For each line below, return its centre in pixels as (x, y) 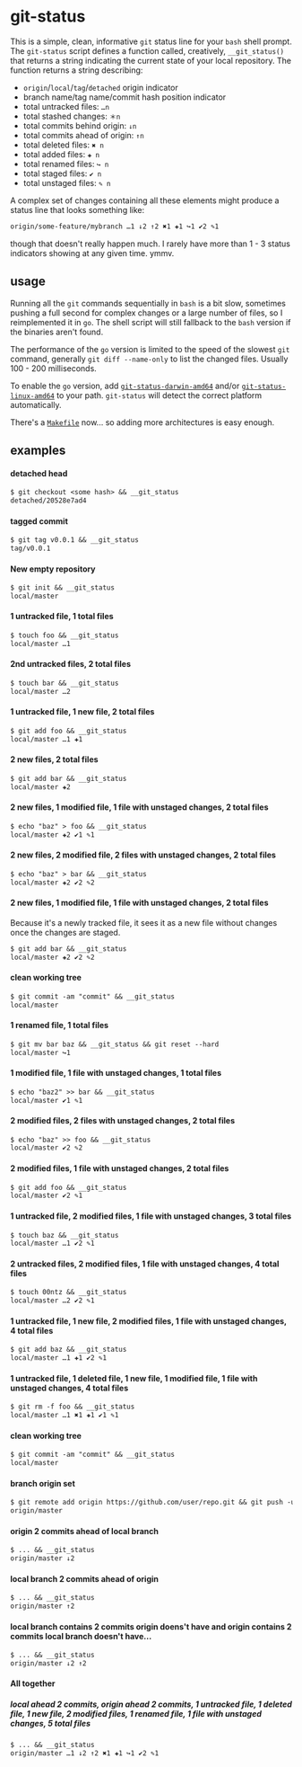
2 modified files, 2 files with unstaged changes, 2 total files (123, 1120)
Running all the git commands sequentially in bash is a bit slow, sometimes (148, 303)
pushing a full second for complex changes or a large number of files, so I (147, 313)
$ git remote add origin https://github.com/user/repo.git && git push (147, 1503)
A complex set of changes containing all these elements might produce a (145, 200)
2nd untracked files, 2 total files (71, 664)
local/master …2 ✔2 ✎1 (52, 1301)
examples (38, 451)
